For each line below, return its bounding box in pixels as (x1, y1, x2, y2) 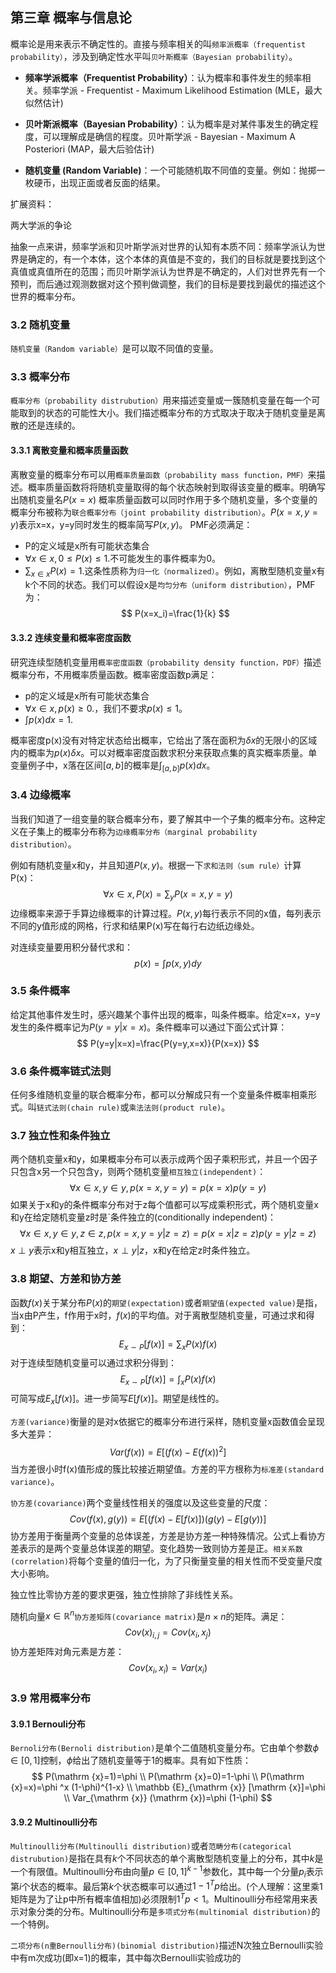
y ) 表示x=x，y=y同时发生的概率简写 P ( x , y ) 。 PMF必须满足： (10, 518, 253, 530)
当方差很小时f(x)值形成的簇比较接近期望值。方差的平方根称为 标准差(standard (10, 1463, 325, 1475)
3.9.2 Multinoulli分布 (10, 1816, 98, 1828)
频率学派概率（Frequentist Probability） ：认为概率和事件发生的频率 (24, 71, 303, 83)
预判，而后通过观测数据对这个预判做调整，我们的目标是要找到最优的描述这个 (10, 278, 326, 290)
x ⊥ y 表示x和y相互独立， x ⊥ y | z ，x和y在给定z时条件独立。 (10, 1244, 256, 1257)
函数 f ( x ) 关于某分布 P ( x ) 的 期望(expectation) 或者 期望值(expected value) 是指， (10, 1296, 323, 1308)
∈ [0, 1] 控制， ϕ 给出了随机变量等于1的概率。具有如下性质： (10, 1754, 252, 1767)
